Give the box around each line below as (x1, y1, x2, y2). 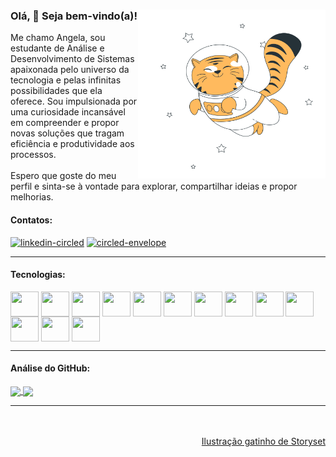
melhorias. (10, 191, 54, 203)
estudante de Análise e (10, 42, 105, 54)
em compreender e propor (10, 117, 120, 129)
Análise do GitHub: (10, 362, 91, 374)
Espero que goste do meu (10, 170, 117, 182)
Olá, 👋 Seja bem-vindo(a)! (10, 9, 138, 23)
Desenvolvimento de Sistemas (10, 53, 135, 65)
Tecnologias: (10, 269, 66, 281)
